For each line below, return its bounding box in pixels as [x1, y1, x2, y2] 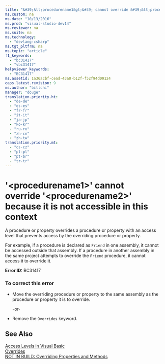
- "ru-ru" [9, 126, 29, 131]
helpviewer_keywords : [5, 67, 50, 72]
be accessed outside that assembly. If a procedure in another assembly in [5, 248, 155, 254]
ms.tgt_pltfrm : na [5, 44, 43, 49]
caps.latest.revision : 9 [5, 80, 56, 85]
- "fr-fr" [9, 108, 29, 113]
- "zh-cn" [9, 131, 29, 136]
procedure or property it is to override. [12, 296, 90, 302]
